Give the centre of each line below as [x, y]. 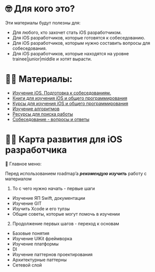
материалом [19, 179]
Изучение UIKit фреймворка [42, 238]
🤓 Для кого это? [40, 9]
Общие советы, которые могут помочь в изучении [66, 214]
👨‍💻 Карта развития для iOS [64, 139]
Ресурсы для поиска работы [43, 114]
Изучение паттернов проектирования [52, 254]
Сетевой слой [27, 265]
